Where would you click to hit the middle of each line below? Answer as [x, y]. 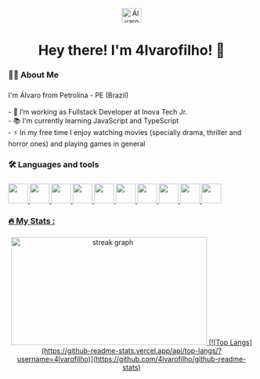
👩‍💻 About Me [33, 75]
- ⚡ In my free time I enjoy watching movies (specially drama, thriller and [125, 133]
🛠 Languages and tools [54, 164]
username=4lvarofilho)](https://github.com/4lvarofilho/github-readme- [132, 359]
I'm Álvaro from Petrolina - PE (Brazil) [69, 95]
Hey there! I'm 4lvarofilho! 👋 [132, 51]
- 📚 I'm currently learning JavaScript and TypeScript [94, 121]
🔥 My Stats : [32, 220]
